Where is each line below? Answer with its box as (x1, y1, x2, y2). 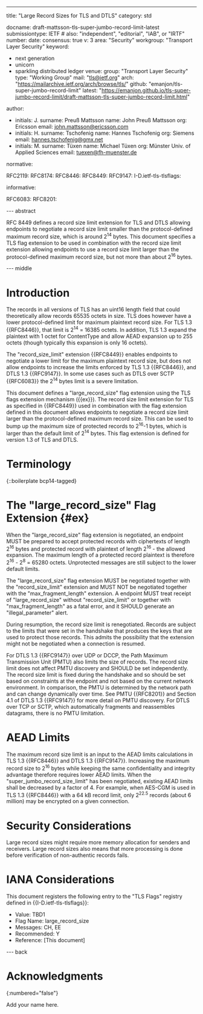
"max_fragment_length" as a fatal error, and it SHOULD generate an (6, 602, 175, 610)
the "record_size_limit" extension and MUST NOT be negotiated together (6, 584, 187, 591)
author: (6, 105, 24, 112)
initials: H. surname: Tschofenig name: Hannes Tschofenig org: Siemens (14, 129, 195, 137)
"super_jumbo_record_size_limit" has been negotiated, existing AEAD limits (6, 777, 193, 784)
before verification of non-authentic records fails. (6, 851, 129, 859)
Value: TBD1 (14, 911, 45, 919)
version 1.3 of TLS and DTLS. (6, 436, 79, 443)
